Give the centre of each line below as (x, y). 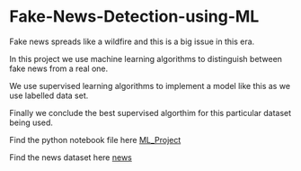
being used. (31, 122)
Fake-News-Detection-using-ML (134, 17)
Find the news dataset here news (71, 157)
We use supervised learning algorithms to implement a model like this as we (150, 85)
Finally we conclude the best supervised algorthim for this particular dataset (150, 112)
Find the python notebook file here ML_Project (95, 139)
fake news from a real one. (59, 68)
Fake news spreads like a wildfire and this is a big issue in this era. (132, 41)
